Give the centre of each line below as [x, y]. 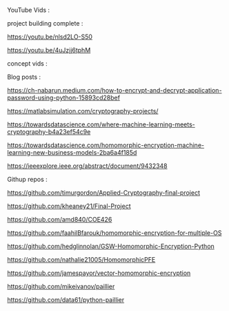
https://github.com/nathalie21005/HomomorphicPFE [81, 260]
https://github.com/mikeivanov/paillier [61, 286]
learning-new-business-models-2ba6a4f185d [72, 152]
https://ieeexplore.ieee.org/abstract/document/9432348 [87, 166]
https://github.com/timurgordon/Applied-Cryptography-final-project [103, 192]
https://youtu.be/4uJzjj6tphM [49, 50]
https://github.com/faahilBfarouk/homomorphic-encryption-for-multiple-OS [114, 233]
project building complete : [45, 23]
